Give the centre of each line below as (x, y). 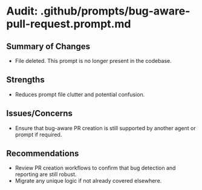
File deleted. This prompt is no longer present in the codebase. (93, 61)
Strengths (25, 80)
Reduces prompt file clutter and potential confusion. (80, 94)
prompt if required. (38, 134)
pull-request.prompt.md (69, 24)
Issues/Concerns (39, 113)
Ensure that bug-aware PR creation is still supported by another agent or (105, 128)
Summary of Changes (48, 46)
